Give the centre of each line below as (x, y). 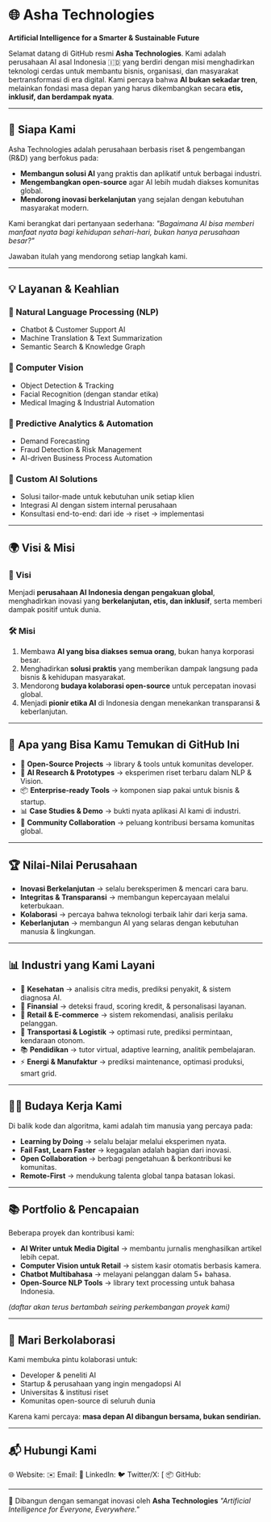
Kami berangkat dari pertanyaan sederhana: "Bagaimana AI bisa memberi (131, 223)
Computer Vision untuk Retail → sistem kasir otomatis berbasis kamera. (141, 1266)
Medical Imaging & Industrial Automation (87, 402)
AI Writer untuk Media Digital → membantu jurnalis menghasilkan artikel (141, 1248)
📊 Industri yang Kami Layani (82, 965)
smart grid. (38, 1073)
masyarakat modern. (54, 208)
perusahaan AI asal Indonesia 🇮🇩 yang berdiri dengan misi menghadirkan (131, 61)
